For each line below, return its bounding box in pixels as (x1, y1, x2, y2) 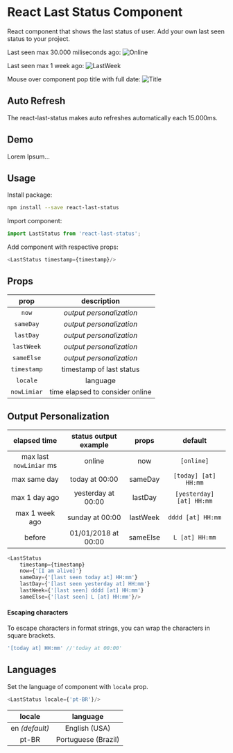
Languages (7, 664, 57, 676)
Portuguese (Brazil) (55, 734, 120, 744)
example (79, 439, 109, 449)
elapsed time (13, 435, 58, 445)
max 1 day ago (10, 492, 60, 502)
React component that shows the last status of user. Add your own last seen (7, 27, 225, 35)
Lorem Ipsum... (7, 152, 51, 161)
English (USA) (64, 723, 111, 733)
